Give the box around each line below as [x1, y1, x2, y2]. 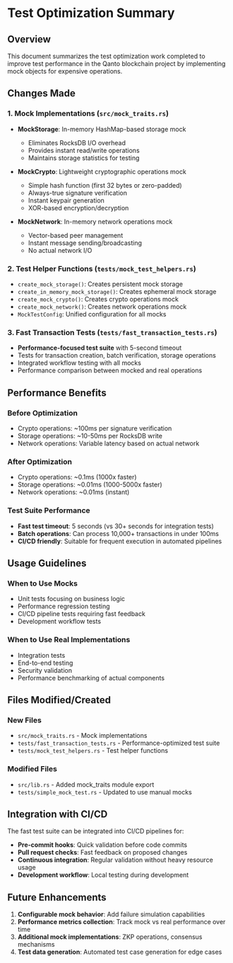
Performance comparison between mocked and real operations [17, 366, 203, 375]
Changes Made [7, 87, 76, 100]
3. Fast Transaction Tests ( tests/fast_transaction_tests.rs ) [7, 327, 217, 337]
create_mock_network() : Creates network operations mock [17, 302, 187, 311]
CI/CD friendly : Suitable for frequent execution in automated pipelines [17, 537, 222, 545]
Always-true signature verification [28, 188, 127, 197]
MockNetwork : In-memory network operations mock [17, 217, 173, 226]
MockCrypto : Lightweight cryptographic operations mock [17, 167, 187, 176]
